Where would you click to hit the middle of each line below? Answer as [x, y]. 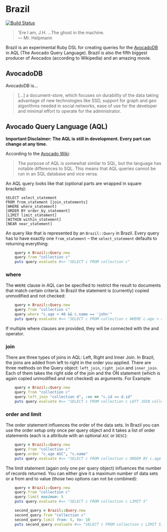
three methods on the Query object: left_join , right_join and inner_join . [82, 368]
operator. [15, 333]
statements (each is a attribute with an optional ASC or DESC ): [67, 436]
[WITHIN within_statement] [33, 220]
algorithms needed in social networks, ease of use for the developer [87, 106]
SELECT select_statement [31, 198]
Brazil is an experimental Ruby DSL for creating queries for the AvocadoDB [82, 47]
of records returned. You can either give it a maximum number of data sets [82, 473]
